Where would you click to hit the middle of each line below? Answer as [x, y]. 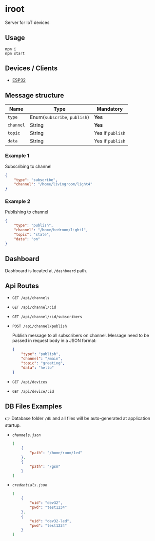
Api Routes [22, 286]
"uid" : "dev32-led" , [51, 521]
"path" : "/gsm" [45, 466]
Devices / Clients [31, 69]
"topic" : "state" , [32, 235]
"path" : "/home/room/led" [56, 453]
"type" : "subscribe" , [36, 180]
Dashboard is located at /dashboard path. [46, 270]
